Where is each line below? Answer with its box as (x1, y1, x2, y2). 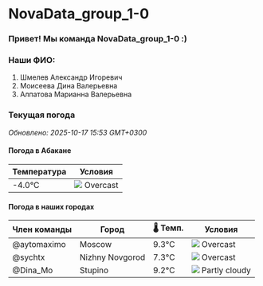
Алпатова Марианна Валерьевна (19, 89, 132, 100)
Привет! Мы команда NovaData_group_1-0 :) (8, 33, 187, 45)
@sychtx (12, 252, 45, 263)
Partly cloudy (201, 264, 251, 276)
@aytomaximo (12, 239, 66, 250)
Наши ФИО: (8, 55, 56, 66)
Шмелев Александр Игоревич (19, 72, 123, 82)
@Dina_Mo (12, 264, 53, 276)
